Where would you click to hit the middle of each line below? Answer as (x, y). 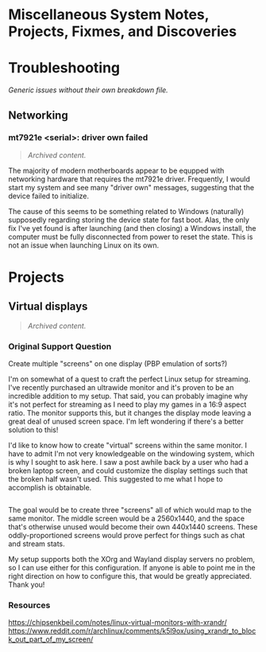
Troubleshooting (64, 68)
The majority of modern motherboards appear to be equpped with (116, 170)
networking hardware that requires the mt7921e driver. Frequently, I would (129, 179)
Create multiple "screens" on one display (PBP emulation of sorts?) (118, 364)
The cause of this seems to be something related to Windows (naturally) (126, 211)
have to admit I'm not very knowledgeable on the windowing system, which (131, 454)
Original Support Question (60, 346)
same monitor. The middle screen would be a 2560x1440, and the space (126, 518)
